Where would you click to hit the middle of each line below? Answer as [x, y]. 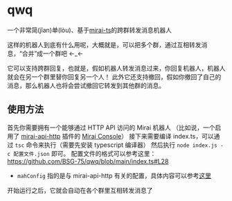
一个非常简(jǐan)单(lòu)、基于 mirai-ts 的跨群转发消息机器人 [89, 30]
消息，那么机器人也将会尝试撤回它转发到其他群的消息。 [86, 85]
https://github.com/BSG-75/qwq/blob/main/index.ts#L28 [88, 161]
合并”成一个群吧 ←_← [53, 53]
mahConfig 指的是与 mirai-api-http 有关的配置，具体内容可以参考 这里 [114, 175]
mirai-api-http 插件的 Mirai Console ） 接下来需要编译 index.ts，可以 [117, 136]
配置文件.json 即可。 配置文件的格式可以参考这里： [85, 153]
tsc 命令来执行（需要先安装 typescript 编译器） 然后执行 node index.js [116, 145]
